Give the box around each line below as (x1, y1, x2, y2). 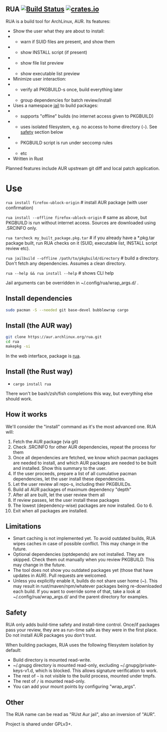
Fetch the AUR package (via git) (12, 438, 79, 444)
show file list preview (20, 60, 64, 66)
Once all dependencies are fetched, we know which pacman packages (12, 454, 159, 460)
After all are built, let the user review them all (12, 491, 105, 498)
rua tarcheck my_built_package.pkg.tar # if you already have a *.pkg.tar (5, 235, 155, 241)
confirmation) (5, 205, 34, 211)
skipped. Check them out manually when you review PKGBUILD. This (12, 556, 155, 563)
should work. (5, 396, 33, 402)
